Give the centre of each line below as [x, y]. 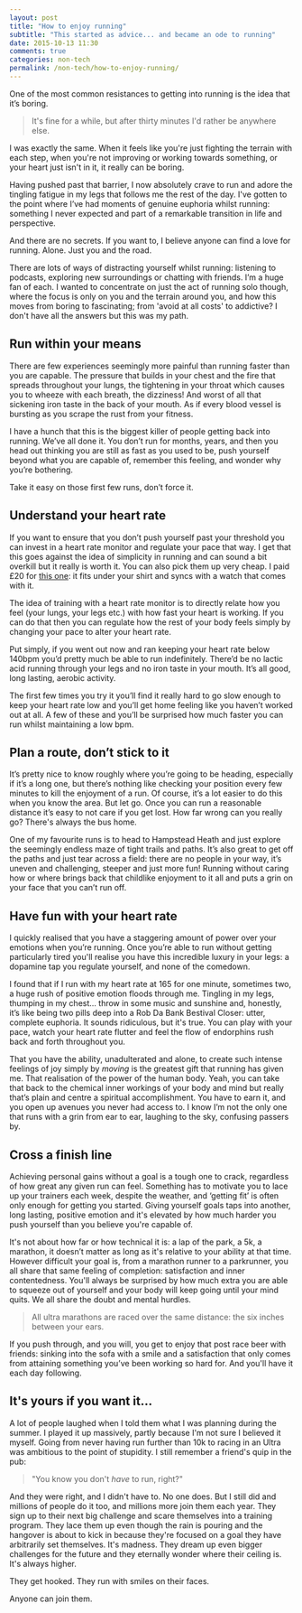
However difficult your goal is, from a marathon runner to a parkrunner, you [149, 1261]
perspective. [32, 223]
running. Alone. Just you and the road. [81, 250]
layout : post [34, 18]
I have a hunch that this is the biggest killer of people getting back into [140, 431]
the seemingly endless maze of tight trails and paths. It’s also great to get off [151, 849]
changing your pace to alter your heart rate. [91, 631]
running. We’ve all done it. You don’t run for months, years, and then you [144, 441]
